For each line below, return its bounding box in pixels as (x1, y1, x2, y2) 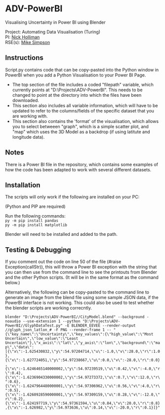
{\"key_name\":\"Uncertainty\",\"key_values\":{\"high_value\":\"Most (5, 332, 154, 337)
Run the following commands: (5, 213, 66, 219)
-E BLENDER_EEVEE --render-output (65, 323, 136, 328)
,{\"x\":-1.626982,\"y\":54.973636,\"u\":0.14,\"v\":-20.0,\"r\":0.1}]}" (5, 405, 161, 410)
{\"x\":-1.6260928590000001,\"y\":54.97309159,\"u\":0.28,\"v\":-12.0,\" (5, 392, 161, 397)
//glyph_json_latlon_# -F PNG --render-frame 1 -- (5, 328, 112, 333)
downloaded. (12, 97, 40, 103)
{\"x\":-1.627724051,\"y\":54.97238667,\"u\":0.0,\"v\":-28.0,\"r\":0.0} (5, 358, 161, 363)
